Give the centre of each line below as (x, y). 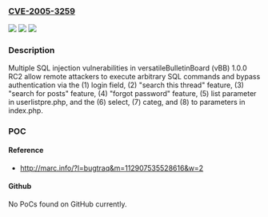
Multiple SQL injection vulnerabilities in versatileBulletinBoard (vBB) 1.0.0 (128, 68)
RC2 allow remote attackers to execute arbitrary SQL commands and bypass (134, 76)
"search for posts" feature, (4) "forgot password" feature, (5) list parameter (132, 93)
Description (32, 50)
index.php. (26, 111)
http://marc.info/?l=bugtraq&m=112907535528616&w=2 (112, 168)
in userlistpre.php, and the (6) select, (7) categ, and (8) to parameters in (127, 102)
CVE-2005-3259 (42, 11)
